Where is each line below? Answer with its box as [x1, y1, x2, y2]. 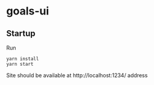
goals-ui [6, 4, 50, 18]
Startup [6, 28, 36, 39]
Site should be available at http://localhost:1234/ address [6, 72, 148, 79]
